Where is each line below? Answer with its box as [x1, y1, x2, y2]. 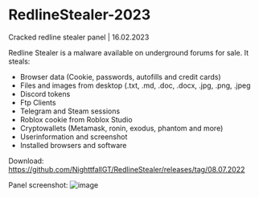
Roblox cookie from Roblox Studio [19, 114, 133, 124]
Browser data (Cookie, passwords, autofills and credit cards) [19, 72, 221, 81]
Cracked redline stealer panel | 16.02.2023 [8, 32, 150, 42]
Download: [8, 155, 44, 166]
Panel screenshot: [8, 179, 68, 190]
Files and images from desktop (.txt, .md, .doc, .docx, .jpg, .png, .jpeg [19, 80, 251, 90]
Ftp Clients [19, 97, 56, 107]
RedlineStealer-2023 [8, 6, 151, 24]
